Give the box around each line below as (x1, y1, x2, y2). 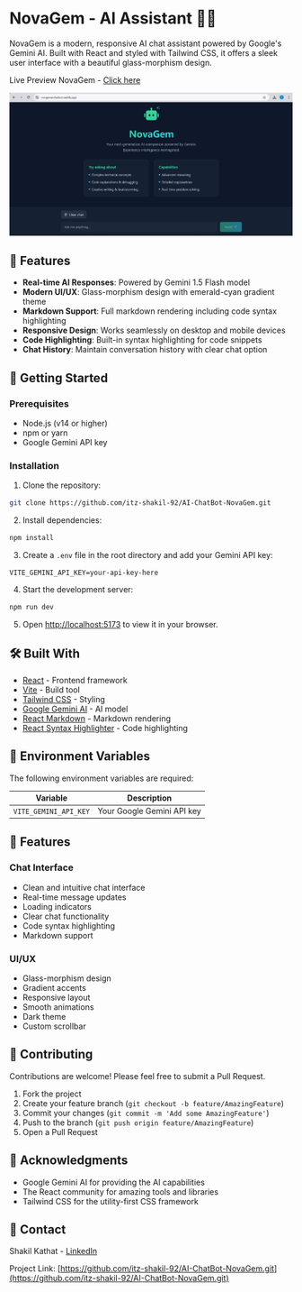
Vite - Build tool (22, 684, 81, 695)
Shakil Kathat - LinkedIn (9, 1246, 98, 1257)
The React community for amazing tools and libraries (22, 1186, 218, 1197)
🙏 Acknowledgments (9, 1153, 129, 1168)
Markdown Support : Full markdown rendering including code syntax (22, 306, 277, 316)
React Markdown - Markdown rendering (22, 712, 172, 724)
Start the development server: (22, 584, 134, 595)
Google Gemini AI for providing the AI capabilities (22, 1177, 205, 1187)
